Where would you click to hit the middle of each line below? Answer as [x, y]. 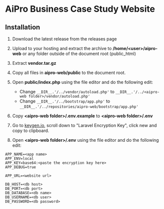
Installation [23, 27]
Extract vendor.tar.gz [34, 63]
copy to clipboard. [31, 131]
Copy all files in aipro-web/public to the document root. [69, 73]
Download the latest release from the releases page [64, 39]
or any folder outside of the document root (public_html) [79, 53]
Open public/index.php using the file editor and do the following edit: [82, 82]
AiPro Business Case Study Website [80, 9]
